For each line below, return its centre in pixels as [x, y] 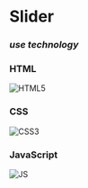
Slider [32, 17]
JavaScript [34, 155]
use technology [44, 45]
